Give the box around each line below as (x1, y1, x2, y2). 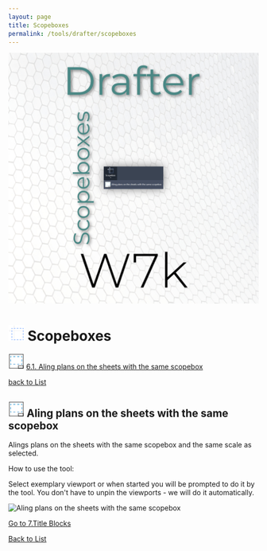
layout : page (8, 13, 52, 21)
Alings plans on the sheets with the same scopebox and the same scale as (8, 440, 252, 450)
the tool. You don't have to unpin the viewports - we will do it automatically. (8, 488, 254, 498)
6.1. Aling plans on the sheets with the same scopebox (25, 362, 203, 372)
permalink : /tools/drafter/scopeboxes (8, 29, 137, 37)
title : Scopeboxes (8, 21, 69, 29)
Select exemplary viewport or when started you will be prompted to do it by (8, 479, 255, 489)
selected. (8, 448, 39, 458)
